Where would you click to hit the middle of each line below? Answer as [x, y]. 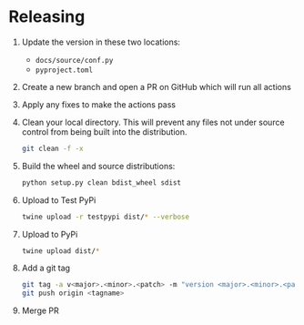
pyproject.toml [64, 70]
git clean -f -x [52, 148]
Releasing [47, 17]
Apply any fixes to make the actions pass [99, 104]
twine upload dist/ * [61, 251]
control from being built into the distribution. [104, 132]
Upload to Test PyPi [59, 200]
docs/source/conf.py [74, 60]
